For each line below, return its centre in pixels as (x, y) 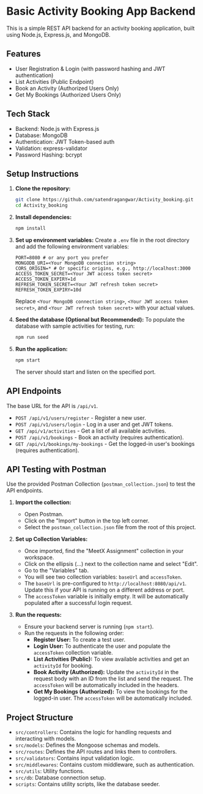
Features (24, 54)
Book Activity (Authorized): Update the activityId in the (106, 672)
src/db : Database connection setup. (60, 777)
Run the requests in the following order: (74, 633)
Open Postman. (44, 514)
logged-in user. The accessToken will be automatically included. (113, 698)
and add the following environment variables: (72, 247)
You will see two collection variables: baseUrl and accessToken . (103, 577)
